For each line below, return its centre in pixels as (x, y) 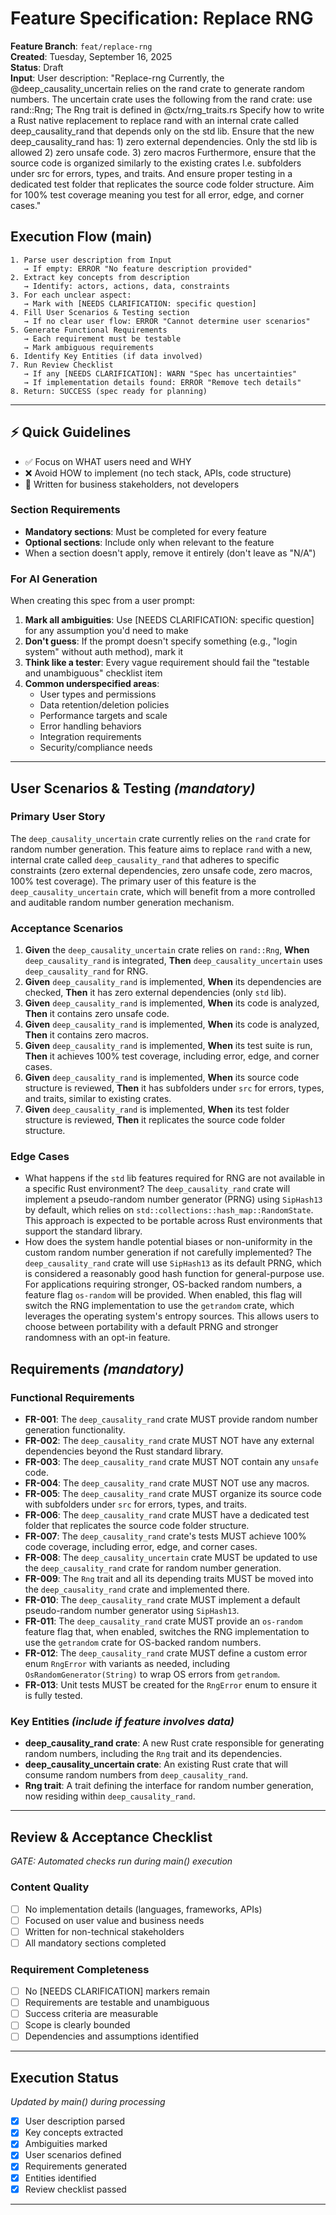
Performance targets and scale (103, 716)
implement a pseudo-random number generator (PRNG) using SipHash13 (173, 1199)
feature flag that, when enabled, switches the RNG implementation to (167, 1632)
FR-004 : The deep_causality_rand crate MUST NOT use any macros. (167, 1483)
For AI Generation (54, 579)
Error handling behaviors (90, 726)
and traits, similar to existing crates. (98, 1099)
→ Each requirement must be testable (102, 338)
